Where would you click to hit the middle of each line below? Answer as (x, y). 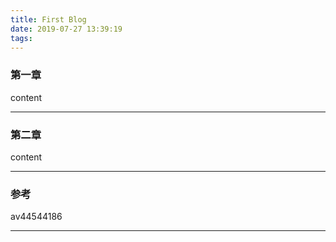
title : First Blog (48, 19)
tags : (21, 38)
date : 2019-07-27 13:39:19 (66, 29)
